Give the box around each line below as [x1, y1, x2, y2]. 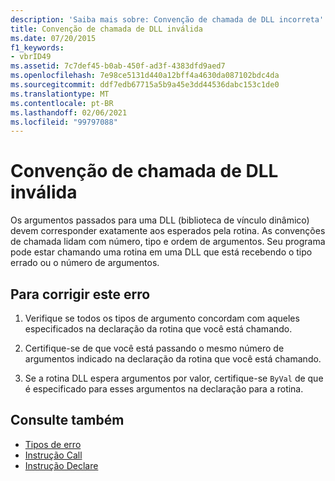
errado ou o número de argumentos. [10, 257, 160, 269]
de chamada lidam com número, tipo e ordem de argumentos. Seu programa [10, 236, 326, 248]
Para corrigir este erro [10, 286, 151, 303]
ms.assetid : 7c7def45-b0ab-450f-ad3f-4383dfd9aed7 [10, 61, 226, 71]
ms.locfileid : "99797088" [10, 117, 118, 127]
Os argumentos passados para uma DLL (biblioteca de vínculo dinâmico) [10, 214, 310, 226]
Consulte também [10, 412, 125, 429]
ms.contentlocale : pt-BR [10, 98, 114, 108]
